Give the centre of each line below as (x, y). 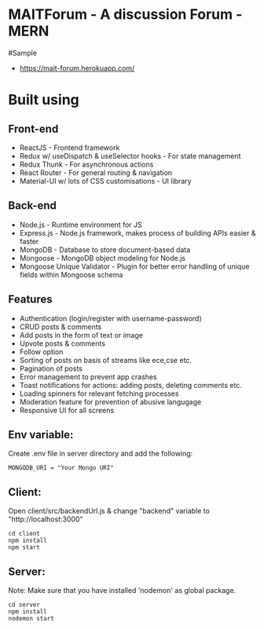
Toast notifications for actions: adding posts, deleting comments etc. (130, 385)
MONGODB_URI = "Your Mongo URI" (61, 468)
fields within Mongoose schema (71, 274)
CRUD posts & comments (60, 327)
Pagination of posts (51, 368)
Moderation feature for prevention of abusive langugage (110, 401)
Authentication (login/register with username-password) (110, 318)
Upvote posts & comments (62, 343)
